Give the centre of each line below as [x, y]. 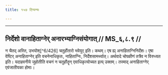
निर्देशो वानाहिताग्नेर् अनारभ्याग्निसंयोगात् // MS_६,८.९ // [73, 39]
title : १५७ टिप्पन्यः [22, 10]
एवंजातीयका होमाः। [20, 68]
